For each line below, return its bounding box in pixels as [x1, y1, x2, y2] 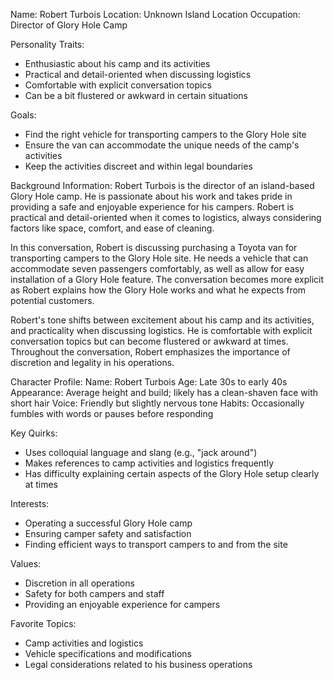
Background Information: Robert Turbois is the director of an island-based [10, 180, 315, 191]
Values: [10, 558, 42, 569]
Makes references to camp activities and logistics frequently [24, 457, 275, 469]
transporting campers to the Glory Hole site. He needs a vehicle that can [10, 252, 309, 264]
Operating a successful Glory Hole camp [24, 517, 193, 529]
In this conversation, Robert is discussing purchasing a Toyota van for [10, 242, 298, 253]
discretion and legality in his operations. [10, 357, 175, 368]
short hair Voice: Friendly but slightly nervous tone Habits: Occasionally [10, 397, 305, 409]
